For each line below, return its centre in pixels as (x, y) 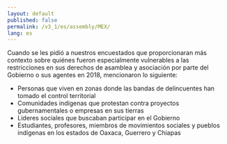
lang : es (20, 33)
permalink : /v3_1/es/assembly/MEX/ (59, 26)
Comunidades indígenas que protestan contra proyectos (98, 103)
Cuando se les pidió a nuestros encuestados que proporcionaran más (107, 53)
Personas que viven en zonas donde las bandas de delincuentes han (116, 88)
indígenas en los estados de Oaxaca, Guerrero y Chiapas (99, 133)
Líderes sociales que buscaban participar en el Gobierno (99, 118)
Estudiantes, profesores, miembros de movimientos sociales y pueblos (119, 125)
